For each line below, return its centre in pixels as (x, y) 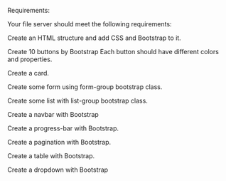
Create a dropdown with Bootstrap (58, 170)
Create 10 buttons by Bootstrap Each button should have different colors (113, 52)
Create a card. (28, 73)
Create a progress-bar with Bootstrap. (63, 128)
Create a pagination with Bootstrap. (59, 142)
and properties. (30, 59)
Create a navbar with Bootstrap (53, 114)
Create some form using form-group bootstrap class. (85, 87)
